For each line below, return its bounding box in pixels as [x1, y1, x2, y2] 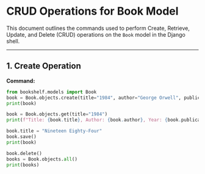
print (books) [6, 162, 40, 168]
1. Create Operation [6, 61, 81, 71]
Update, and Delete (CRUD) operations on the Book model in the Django [6, 31, 186, 38]
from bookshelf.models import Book [6, 89, 97, 95]
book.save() [6, 134, 37, 140]
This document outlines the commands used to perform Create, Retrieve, [6, 24, 190, 32]
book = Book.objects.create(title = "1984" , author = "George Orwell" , [6, 95, 182, 101]
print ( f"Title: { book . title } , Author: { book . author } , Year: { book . [6, 117, 182, 123]
